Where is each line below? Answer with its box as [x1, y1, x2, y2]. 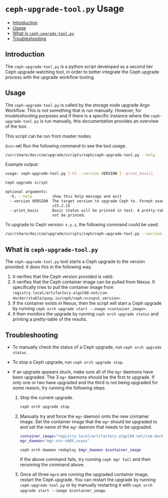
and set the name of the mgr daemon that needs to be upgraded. [19, 424, 152, 430]
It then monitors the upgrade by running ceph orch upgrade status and [12, 311, 159, 317]
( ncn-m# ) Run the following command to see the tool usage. [5, 142, 126, 148]
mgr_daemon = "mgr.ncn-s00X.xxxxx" [19, 438, 90, 443]
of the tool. [5, 123, 28, 129]
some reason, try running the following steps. [12, 385, 106, 391]
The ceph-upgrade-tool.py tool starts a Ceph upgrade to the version [5, 259, 145, 265]
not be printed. [52, 213, 86, 218]
